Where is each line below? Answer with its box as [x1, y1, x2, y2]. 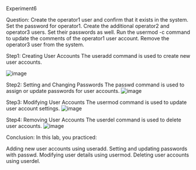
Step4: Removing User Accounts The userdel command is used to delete [6, 116, 181, 123]
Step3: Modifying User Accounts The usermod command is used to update [6, 99, 187, 106]
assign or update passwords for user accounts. [6, 88, 120, 94]
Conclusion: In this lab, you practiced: [6, 134, 97, 141]
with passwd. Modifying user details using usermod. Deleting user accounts [6, 151, 190, 158]
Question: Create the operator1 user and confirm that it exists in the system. [6, 16, 188, 23]
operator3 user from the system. [6, 41, 85, 48]
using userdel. [6, 158, 40, 164]
